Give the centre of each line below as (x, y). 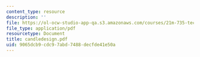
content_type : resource (36, 12)
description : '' (26, 17)
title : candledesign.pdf (37, 39)
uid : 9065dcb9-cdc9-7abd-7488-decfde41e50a (61, 45)
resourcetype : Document (36, 34)
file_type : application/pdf (41, 28)
